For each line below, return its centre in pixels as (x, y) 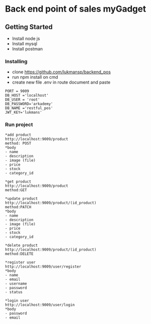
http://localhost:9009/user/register (43, 266)
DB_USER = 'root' (23, 100)
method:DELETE (19, 254)
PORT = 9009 (17, 91)
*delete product (21, 245)
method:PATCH (18, 207)
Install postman (27, 49)
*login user (17, 300)
